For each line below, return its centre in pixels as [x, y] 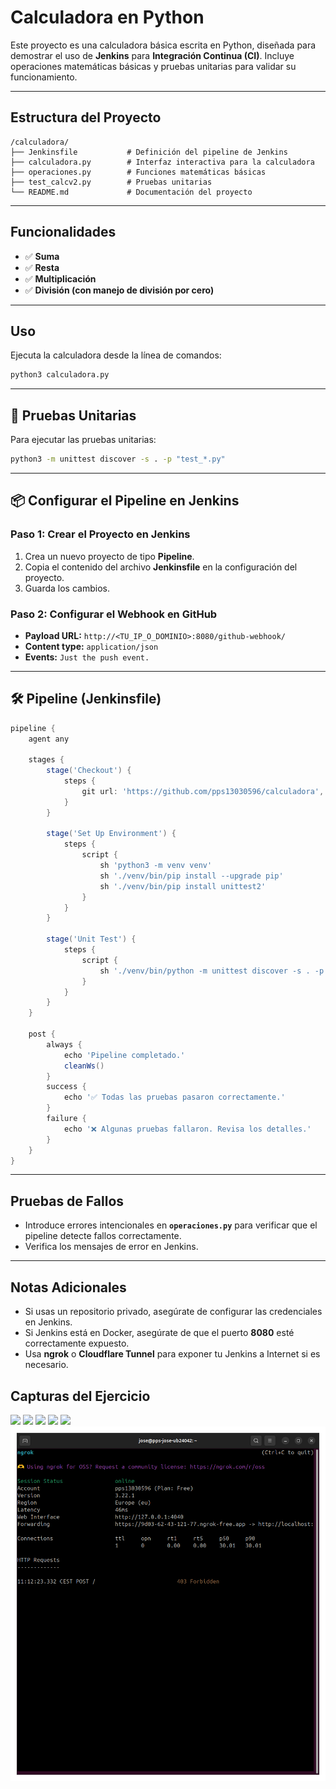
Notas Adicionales [68, 1287]
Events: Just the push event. [87, 657]
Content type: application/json [91, 646]
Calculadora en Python [107, 17]
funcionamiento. [44, 77]
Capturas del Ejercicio [80, 1396]
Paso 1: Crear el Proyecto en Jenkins [100, 534]
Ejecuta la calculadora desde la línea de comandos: [116, 355]
